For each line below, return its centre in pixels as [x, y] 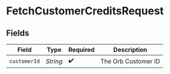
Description [130, 50]
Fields [18, 33]
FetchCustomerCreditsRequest [85, 11]
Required [81, 50]
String [54, 61]
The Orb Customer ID [130, 61]
